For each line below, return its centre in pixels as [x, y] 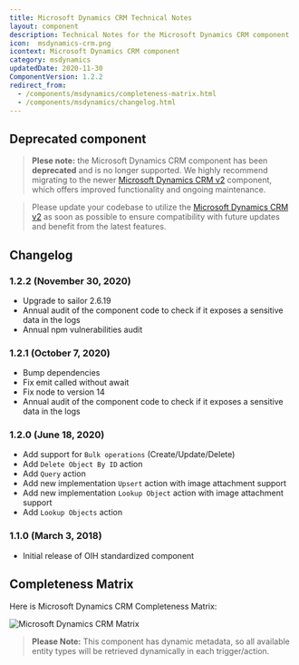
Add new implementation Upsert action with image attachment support [154, 484]
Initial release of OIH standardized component [108, 555]
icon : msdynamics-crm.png [60, 43]
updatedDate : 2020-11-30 [56, 69]
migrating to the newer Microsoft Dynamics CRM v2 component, [152, 180]
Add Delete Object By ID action [82, 465]
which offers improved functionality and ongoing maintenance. [149, 190]
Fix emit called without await [76, 383]
